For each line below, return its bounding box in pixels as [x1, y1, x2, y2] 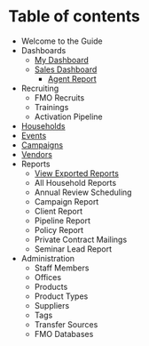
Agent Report [47, 73, 97, 84]
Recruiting [20, 83, 59, 93]
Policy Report [34, 224, 84, 235]
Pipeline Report [34, 215, 90, 226]
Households [20, 120, 66, 131]
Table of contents [8, 6, 141, 27]
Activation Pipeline [34, 111, 103, 122]
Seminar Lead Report [34, 243, 113, 254]
